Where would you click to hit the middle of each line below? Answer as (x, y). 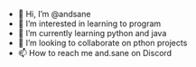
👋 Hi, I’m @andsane (54, 14)
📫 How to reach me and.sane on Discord (95, 53)
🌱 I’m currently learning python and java (92, 33)
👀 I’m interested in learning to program (89, 24)
